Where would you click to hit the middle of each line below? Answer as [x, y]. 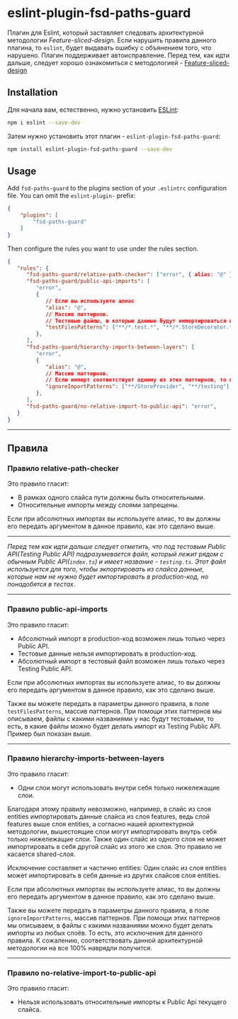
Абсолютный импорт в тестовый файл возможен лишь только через [121, 661]
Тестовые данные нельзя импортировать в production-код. [107, 654]
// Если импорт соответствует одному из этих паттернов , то [136, 380]
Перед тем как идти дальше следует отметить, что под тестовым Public [117, 547]
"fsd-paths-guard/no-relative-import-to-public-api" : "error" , [121, 406]
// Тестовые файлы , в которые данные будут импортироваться [136, 321]
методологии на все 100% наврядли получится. [80, 947]
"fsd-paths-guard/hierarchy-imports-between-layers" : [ [110, 347]
